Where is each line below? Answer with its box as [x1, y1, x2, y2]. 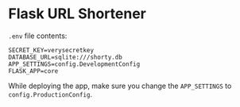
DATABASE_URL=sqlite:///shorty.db [8, 53, 123, 61]
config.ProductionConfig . [8, 89, 93, 99]
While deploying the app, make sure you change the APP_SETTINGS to [8, 81, 232, 90]
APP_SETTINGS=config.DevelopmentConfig [8, 60, 141, 68]
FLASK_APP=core [8, 67, 59, 75]
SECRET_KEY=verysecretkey [8, 46, 94, 54]
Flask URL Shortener [8, 5, 147, 23]
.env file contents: [8, 31, 68, 40]
